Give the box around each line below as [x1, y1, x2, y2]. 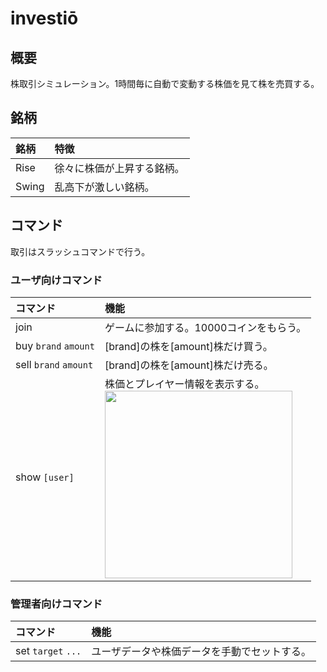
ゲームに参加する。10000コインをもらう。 [104, 320, 307, 334]
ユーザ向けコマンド [10, 273, 103, 287]
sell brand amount [15, 357, 94, 371]
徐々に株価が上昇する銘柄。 [54, 161, 185, 175]
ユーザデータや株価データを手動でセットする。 [91, 645, 312, 659]
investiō [10, 7, 79, 30]
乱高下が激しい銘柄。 [54, 180, 155, 194]
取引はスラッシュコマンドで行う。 [10, 245, 151, 257]
